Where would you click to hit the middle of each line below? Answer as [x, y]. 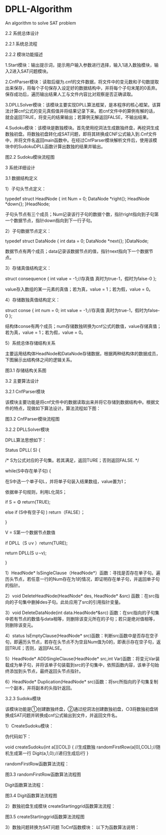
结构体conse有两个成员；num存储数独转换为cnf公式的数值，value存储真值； [83, 326]
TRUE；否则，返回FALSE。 [37, 648]
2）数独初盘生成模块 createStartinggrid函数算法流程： [60, 806]
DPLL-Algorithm [39, 9]
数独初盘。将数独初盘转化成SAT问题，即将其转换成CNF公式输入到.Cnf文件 [81, 134]
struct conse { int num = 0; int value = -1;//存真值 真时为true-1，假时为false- [83, 310]
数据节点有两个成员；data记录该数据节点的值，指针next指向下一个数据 [77, 251]
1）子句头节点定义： [26, 189]
